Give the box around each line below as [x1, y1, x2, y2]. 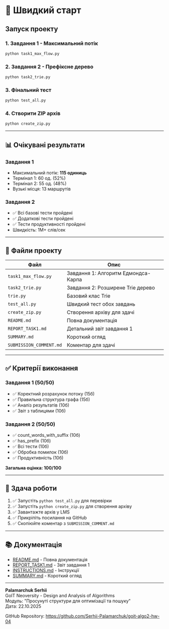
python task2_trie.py [5, 75, 51, 80]
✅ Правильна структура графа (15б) [12, 396, 91, 403]
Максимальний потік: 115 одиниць [12, 169, 87, 176]
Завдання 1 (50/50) [5, 379, 54, 386]
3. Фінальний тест [5, 86, 52, 93]
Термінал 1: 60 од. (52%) [12, 175, 66, 181]
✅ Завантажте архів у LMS [12, 509, 70, 515]
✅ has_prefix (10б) [12, 438, 51, 444]
